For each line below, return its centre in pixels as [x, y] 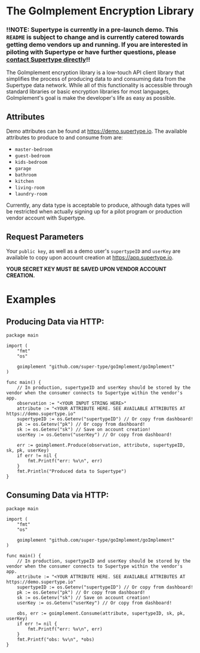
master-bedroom [34, 150]
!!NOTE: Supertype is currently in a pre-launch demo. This [92, 30]
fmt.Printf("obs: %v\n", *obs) [56, 639]
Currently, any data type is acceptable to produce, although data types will [98, 205]
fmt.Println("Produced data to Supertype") [72, 472]
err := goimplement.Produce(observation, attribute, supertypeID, [101, 445]
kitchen [24, 181]
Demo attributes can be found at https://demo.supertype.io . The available [97, 131]
